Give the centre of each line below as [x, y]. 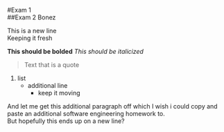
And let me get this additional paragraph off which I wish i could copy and [112, 106]
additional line [48, 85]
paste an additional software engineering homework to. [86, 114]
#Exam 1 [19, 10]
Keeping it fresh [30, 38]
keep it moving [59, 93]
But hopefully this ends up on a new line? [66, 121]
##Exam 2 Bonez [32, 17]
